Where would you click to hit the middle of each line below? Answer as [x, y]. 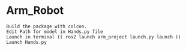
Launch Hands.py [26, 42]
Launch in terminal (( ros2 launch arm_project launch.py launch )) [94, 37]
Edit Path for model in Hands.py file [55, 31]
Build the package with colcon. [46, 26]
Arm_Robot [35, 10]
